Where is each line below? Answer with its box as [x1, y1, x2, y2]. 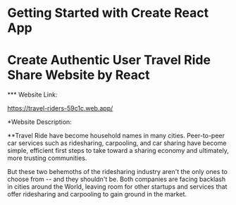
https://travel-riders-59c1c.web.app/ [7, 104, 113, 113]
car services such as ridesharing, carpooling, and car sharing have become [7, 139, 227, 147]
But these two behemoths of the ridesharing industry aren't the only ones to [7, 168, 228, 176]
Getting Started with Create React [7, 5, 209, 21]
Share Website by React [7, 67, 150, 83]
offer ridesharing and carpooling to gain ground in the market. [7, 190, 187, 199]
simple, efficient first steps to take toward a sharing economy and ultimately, [7, 147, 229, 155]
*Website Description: [7, 118, 72, 126]
